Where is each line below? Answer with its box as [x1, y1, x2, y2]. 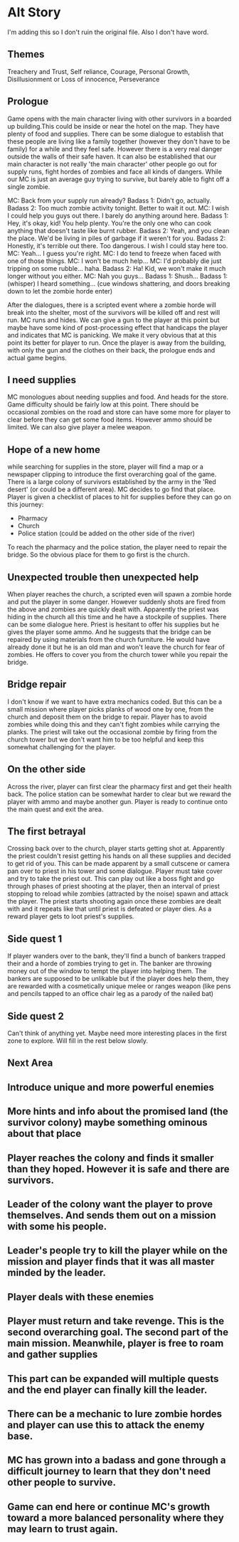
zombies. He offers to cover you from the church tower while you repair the [7, 650, 228, 658]
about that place [7, 1128, 82, 1140]
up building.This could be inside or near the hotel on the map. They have [7, 122, 220, 130]
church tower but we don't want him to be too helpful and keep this [7, 735, 204, 744]
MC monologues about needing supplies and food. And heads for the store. [7, 392, 229, 402]
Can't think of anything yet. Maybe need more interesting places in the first [7, 1029, 228, 1038]
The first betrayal [7, 825, 86, 837]
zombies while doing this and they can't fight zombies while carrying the [7, 719, 221, 729]
